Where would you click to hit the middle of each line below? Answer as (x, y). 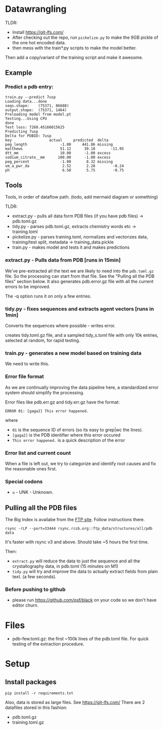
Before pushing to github (35, 589)
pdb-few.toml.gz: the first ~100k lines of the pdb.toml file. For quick (80, 639)
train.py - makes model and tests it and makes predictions (71, 247)
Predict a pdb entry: (29, 87)
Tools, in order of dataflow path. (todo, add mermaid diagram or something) (81, 197)
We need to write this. (27, 364)
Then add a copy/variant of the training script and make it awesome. (74, 57)
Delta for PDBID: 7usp (28, 136)
